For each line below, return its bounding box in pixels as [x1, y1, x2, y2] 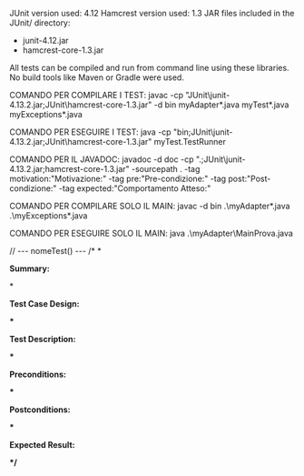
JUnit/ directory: [9, 17, 71, 28]
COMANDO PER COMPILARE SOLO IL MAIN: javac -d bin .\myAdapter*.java [9, 200, 290, 211]
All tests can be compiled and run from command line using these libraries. [9, 63, 289, 73]
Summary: [9, 263, 50, 274]
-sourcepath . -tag [131, 164, 201, 174]
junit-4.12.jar [22, 35, 70, 46]
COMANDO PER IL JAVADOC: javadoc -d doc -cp [9, 154, 194, 165]
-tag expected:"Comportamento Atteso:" [58, 183, 211, 194]
